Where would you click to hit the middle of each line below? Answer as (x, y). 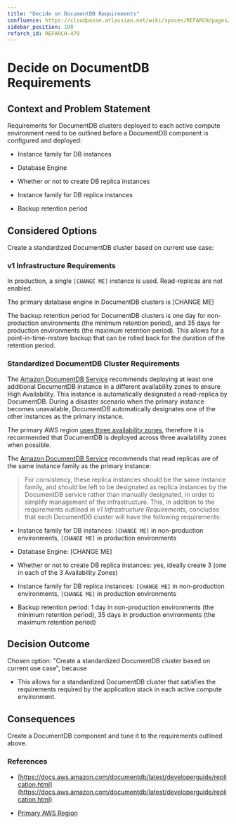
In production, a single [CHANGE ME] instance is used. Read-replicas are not (115, 281)
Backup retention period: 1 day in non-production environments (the (116, 607)
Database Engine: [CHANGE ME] (65, 551)
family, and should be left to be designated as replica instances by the (126, 487)
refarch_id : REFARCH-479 (44, 33)
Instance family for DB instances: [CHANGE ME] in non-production (110, 530)
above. (17, 743)
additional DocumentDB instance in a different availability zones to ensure (114, 386)
